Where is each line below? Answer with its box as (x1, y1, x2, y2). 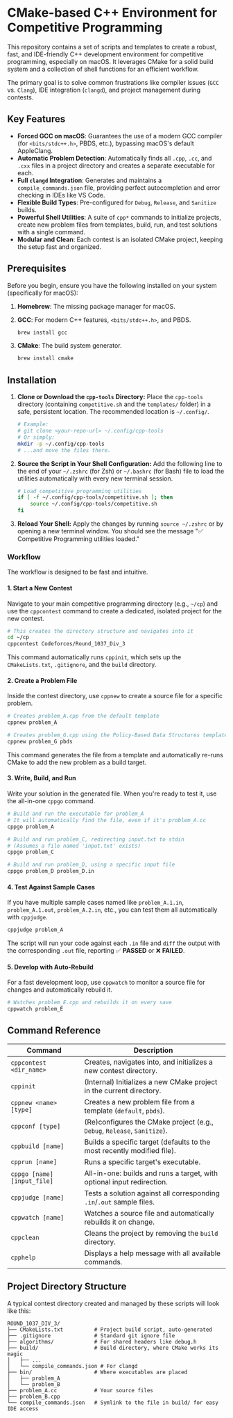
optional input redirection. (84, 1177, 169, 1186)
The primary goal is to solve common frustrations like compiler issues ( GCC (7, 78, 220, 86)
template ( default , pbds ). (84, 1106, 165, 1115)
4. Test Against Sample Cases (7, 883, 96, 891)
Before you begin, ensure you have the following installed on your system (7, 281, 217, 289)
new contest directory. (84, 1065, 158, 1075)
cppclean (10, 1233, 40, 1241)
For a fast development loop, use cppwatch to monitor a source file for (7, 978, 205, 987)
